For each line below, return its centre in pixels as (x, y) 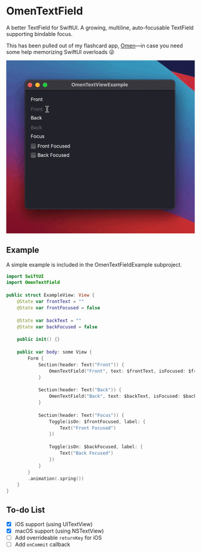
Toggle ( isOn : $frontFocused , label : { (97, 421)
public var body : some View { (55, 352)
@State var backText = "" (49, 321)
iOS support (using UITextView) (54, 524)
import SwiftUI (25, 276)
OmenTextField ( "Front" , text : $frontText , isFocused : (117, 371)
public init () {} (39, 340)
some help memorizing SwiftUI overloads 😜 (60, 52)
